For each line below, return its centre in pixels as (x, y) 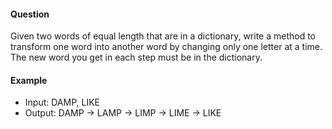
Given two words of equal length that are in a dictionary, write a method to (163, 36)
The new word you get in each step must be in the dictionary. (136, 57)
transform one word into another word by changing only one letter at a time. (166, 47)
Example (29, 80)
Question (30, 14)
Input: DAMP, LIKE (62, 102)
